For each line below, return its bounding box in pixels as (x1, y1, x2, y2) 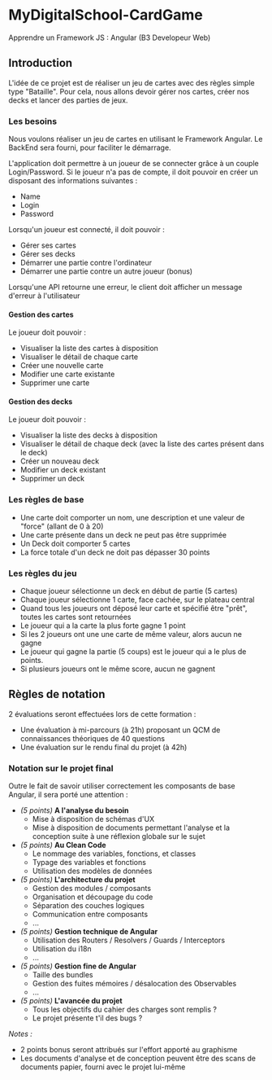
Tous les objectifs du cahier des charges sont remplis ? (32, 1004, 218, 1015)
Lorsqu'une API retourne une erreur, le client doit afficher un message (8, 283, 243, 292)
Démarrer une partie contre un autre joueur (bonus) (19, 266, 193, 276)
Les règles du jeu (8, 568, 77, 579)
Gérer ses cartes (19, 240, 77, 250)
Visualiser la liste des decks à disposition (19, 430, 158, 441)
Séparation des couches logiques (32, 901, 145, 911)
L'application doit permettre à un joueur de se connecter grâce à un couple (8, 159, 259, 169)
